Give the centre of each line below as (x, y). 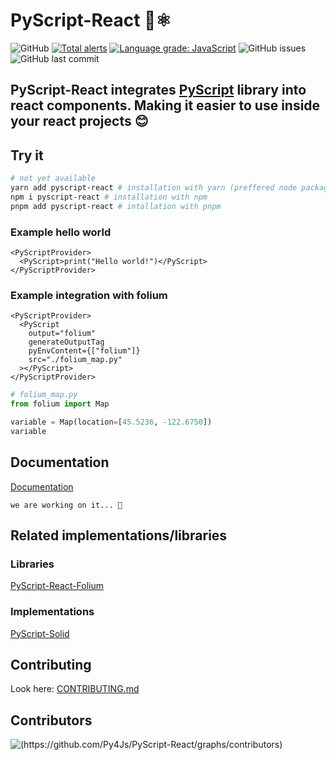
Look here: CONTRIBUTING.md (75, 689)
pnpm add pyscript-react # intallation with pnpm (116, 206)
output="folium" (62, 334)
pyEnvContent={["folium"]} (84, 351)
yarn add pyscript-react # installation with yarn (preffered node (154, 188)
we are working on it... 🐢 (66, 505)
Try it (27, 155)
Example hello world (61, 232)
